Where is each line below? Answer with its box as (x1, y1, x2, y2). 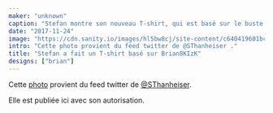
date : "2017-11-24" (8, 27, 75, 35)
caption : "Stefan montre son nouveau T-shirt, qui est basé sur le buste (8, 20, 264, 28)
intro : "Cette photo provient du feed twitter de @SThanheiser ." (8, 42, 238, 50)
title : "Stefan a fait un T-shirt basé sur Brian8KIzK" (8, 50, 201, 58)
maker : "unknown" (8, 11, 67, 20)
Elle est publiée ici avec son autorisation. (8, 95, 145, 105)
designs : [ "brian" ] (8, 58, 75, 66)
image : (8, 34, 31, 43)
